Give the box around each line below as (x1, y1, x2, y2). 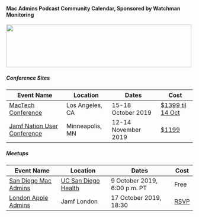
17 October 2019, (110, 194, 162, 202)
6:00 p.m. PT (110, 184, 147, 193)
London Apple (9, 194, 49, 202)
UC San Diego (60, 177, 100, 185)
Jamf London (60, 197, 98, 206)
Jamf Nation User (9, 122, 58, 130)
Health (60, 184, 79, 193)
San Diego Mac (9, 177, 52, 185)
